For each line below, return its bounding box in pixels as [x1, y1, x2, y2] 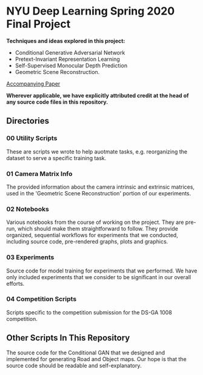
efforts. [6, 280, 25, 287]
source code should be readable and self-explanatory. [6, 362, 142, 369]
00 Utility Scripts [6, 134, 58, 143]
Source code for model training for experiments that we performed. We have [6, 267, 198, 274]
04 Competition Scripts [6, 295, 77, 303]
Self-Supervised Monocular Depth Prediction [15, 62, 128, 69]
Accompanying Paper [6, 80, 61, 87]
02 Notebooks [6, 204, 50, 213]
